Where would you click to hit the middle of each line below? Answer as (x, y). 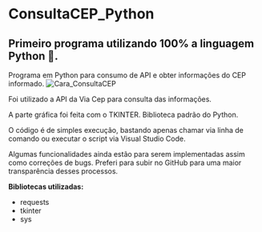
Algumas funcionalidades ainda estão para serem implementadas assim (127, 154)
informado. (26, 84)
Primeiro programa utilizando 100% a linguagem (131, 44)
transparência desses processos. (63, 171)
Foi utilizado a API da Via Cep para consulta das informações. (110, 99)
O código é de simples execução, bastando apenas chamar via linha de (126, 130)
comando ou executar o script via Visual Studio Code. (97, 138)
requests (34, 202)
